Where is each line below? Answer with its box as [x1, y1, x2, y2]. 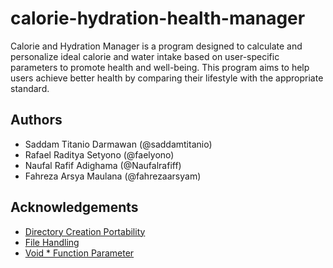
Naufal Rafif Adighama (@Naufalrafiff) [24, 159, 182, 171]
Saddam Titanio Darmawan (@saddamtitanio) [24, 138, 213, 150]
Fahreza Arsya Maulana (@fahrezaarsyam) [24, 170, 202, 182]
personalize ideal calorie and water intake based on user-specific [10, 50, 280, 62]
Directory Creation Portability [24, 225, 146, 237]
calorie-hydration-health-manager [10, 7, 306, 30]
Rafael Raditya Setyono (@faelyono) [24, 148, 175, 161]
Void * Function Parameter [24, 247, 135, 259]
